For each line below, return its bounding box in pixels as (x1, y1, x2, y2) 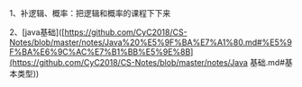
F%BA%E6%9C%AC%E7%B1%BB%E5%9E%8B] (9, 47, 194, 57)
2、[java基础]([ (9, 27, 65, 38)
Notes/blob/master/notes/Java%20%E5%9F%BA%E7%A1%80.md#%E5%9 (9, 37, 293, 48)
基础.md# (249, 57, 286, 67)
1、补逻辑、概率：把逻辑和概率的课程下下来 (9, 8, 171, 18)
